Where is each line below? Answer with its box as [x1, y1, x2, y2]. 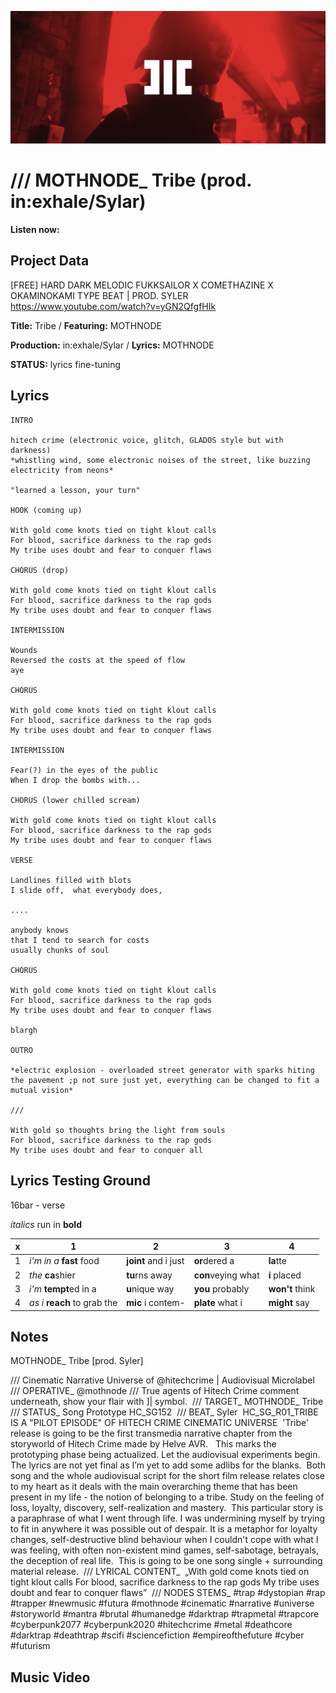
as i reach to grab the [29, 1297, 118, 1308]
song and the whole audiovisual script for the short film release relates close [10, 1470, 325, 1482]
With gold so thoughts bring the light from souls [10, 1125, 226, 1135]
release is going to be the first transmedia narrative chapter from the [10, 1427, 293, 1440]
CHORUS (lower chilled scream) [10, 795, 141, 805]
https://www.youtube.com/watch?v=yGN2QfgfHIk [10, 300, 217, 312]
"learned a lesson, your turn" [10, 485, 141, 495]
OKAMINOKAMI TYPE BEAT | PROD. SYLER [10, 289, 189, 301]
